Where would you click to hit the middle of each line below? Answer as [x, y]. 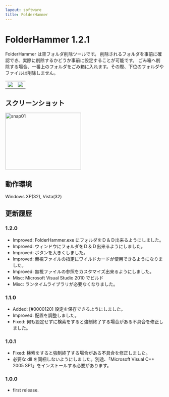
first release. [25, 390]
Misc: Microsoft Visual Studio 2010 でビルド [58, 277]
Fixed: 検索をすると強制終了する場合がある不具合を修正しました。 [81, 353]
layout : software [23, 10]
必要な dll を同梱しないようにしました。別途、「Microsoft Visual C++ [83, 359]
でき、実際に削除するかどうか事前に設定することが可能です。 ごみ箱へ [83, 61]
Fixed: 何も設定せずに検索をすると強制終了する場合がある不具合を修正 [86, 322]
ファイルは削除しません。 [32, 73]
